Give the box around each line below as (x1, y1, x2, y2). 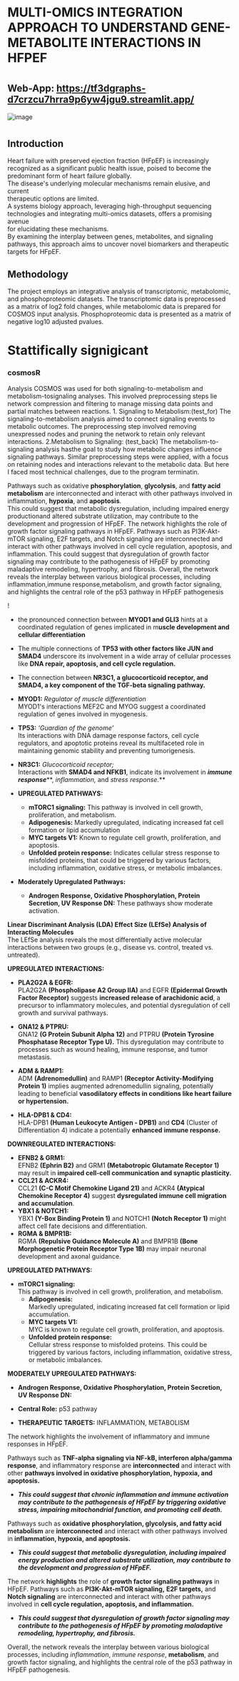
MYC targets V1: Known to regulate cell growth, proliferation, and (28, 833, 221, 842)
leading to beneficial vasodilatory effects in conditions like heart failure (17, 1089, 232, 1097)
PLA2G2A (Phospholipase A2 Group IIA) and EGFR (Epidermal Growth (17, 985, 228, 994)
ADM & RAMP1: (17, 1066, 64, 1075)
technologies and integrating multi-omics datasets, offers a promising (7, 210, 213, 218)
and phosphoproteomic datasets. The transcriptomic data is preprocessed (7, 295, 226, 303)
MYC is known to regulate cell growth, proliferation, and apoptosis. (28, 1325, 225, 1334)
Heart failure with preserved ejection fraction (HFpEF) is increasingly (7, 156, 209, 165)
